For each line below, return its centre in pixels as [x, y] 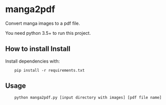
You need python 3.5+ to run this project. [48, 33]
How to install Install [38, 49]
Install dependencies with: [33, 61]
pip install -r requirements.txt [50, 70]
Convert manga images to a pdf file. [43, 23]
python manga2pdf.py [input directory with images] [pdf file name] [88, 97]
